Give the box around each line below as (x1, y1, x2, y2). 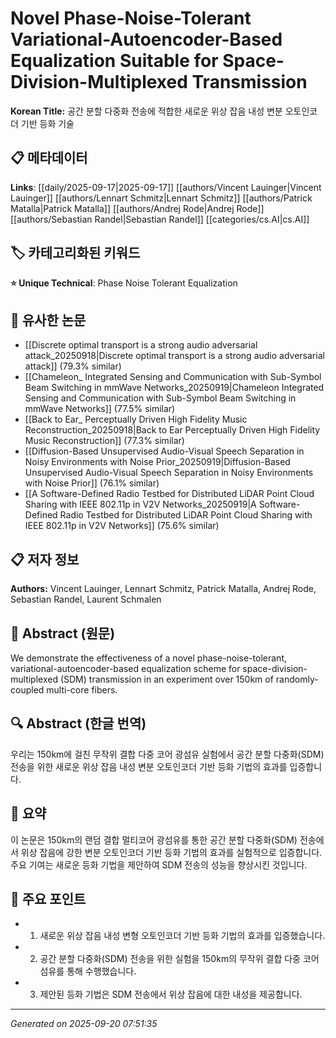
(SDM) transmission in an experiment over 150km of (59, 673, 274, 685)
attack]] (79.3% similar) (24, 360, 122, 372)
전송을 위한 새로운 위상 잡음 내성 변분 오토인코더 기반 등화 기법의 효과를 (10, 760, 288, 772)
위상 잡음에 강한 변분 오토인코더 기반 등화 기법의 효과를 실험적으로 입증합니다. (20, 846, 323, 858)
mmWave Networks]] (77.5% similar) (24, 403, 176, 415)
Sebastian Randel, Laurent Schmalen (10, 593, 162, 606)
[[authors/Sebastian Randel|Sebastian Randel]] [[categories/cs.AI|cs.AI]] (10, 213, 310, 225)
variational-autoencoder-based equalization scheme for (10, 663, 241, 674)
